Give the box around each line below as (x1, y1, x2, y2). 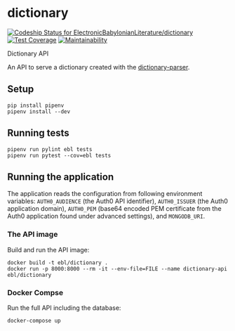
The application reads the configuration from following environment (7, 190, 203, 198)
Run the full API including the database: (7, 304, 121, 312)
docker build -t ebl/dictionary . (7, 259, 109, 266)
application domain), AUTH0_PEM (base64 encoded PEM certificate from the (7, 205, 222, 213)
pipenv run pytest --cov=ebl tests (7, 152, 112, 159)
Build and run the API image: (7, 245, 90, 254)
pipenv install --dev (7, 108, 71, 115)
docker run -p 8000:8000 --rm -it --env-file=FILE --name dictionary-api (7, 265, 228, 272)
